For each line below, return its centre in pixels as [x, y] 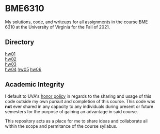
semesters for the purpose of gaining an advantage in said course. [72, 111]
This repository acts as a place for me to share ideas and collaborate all [76, 121]
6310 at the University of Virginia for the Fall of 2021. [57, 27]
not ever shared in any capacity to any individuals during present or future [79, 106]
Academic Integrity [35, 84]
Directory [20, 42]
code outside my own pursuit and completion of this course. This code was [80, 101]
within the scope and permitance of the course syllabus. [61, 126]
